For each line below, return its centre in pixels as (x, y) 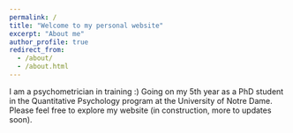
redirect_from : (37, 50)
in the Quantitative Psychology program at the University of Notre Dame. (141, 100)
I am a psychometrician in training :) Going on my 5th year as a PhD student (146, 91)
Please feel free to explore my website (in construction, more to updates (140, 110)
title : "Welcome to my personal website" (86, 26)
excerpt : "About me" (47, 33)
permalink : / (33, 17)
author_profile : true (49, 42)
